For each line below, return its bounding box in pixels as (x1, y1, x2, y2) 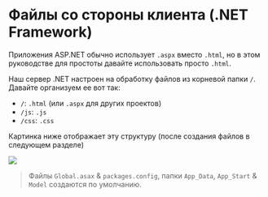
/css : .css (20, 115, 55, 125)
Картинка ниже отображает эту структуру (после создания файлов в (8, 131, 250, 141)
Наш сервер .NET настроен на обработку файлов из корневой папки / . (8, 74, 257, 84)
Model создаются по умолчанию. (28, 179, 143, 189)
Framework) (8, 23, 93, 41)
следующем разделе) (8, 139, 84, 149)
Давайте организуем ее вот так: (8, 83, 121, 92)
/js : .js (20, 107, 47, 117)
